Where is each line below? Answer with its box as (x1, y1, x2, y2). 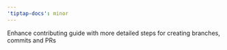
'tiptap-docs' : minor (7, 10, 69, 17)
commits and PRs (7, 36, 57, 45)
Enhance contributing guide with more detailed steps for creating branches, (7, 29, 220, 37)
